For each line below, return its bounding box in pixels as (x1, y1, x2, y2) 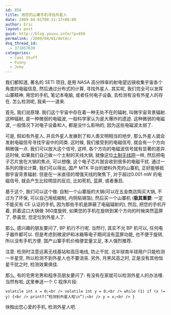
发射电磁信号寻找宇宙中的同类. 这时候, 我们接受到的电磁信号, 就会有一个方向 (5, 139, 165, 146)
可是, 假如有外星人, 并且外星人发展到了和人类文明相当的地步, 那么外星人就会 (5, 133, 165, 139)
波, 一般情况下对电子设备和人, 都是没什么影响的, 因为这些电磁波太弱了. (5, 122, 153, 128)
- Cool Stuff (10, 55, 38, 60)
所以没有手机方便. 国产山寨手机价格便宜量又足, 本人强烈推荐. (5, 238, 133, 244)
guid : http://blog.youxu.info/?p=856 (5, 31, 86, 36)
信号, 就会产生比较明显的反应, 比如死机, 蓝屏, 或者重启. (9, 177, 124, 184)
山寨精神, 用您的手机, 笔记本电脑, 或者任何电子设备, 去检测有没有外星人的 (5, 92, 159, 98)
